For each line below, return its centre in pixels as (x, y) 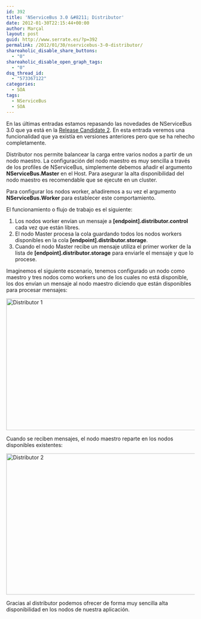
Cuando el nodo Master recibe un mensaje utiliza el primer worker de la (103, 246)
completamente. (26, 143)
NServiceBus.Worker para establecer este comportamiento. (81, 198)
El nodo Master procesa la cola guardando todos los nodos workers (98, 234)
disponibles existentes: (34, 445)
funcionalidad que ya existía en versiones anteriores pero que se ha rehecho (100, 136)
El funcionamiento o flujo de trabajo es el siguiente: (69, 209)
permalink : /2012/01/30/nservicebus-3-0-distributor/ (75, 46)
